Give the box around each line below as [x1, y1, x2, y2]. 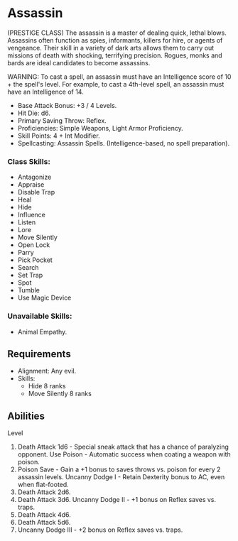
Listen [17, 218, 36, 226]
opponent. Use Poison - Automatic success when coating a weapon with [17, 450, 231, 459]
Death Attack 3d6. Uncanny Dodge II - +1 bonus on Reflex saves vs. [17, 496, 217, 504]
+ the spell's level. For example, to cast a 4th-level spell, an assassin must [7, 80, 225, 88]
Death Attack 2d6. [17, 488, 71, 496]
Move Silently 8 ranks [28, 389, 92, 398]
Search [17, 263, 39, 272]
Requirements [7, 348, 71, 360]
